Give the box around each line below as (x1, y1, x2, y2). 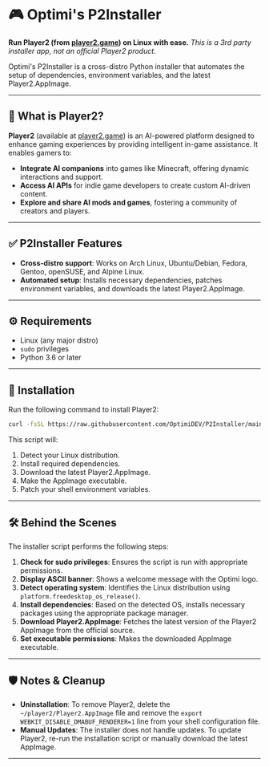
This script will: (8, 435, 58, 444)
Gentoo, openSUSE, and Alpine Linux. (19, 266, 145, 276)
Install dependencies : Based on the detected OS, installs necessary (19, 599, 246, 609)
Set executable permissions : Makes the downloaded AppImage (19, 634, 232, 643)
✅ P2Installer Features (8, 237, 122, 250)
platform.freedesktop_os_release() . (19, 590, 142, 601)
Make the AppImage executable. (19, 476, 127, 485)
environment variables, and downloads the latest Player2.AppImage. (19, 283, 246, 293)
